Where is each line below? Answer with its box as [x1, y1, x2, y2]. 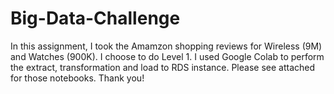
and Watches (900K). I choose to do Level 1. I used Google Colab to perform [10, 50, 325, 62]
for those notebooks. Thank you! [10, 72, 145, 84]
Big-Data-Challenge [10, 7, 181, 30]
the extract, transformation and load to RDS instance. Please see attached [10, 61, 316, 73]
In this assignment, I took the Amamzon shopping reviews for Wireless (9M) [10, 40, 323, 52]
